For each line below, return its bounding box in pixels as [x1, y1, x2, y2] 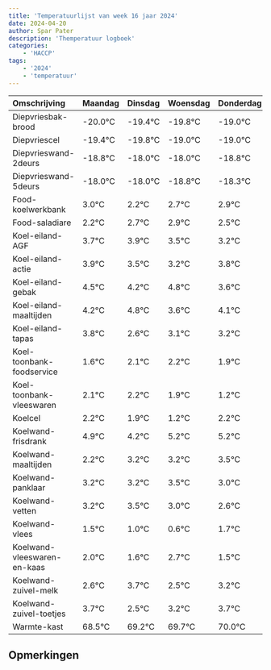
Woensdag [168, 98, 211, 109]
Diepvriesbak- [12, 110, 69, 122]
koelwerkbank [12, 203, 66, 214]
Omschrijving [12, 98, 66, 109]
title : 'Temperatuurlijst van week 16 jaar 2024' [8, 11, 179, 20]
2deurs [12, 157, 40, 169]
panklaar [12, 481, 46, 493]
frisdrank [12, 435, 47, 447]
